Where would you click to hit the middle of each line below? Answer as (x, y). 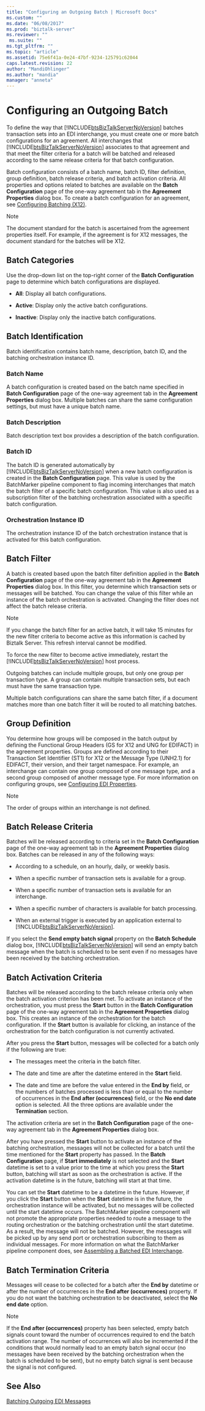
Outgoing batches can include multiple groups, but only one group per (95, 673)
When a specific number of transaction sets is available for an (93, 890)
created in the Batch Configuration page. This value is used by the (91, 477)
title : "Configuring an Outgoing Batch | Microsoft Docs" (82, 12)
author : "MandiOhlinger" (38, 69)
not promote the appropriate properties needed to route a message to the (99, 1218)
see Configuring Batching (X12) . (47, 204)
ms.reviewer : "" (27, 35)
